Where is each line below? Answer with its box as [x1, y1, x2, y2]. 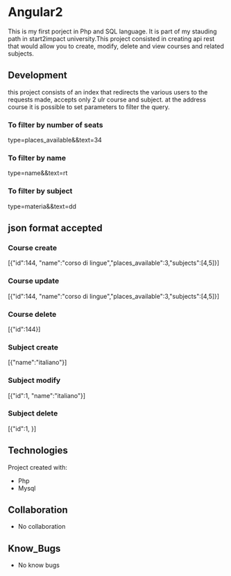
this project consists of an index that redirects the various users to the [8, 88, 208, 96]
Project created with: [8, 463, 68, 471]
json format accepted [8, 222, 103, 234]
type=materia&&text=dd [8, 202, 77, 211]
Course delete [8, 309, 57, 319]
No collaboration [17, 522, 66, 531]
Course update [8, 276, 60, 286]
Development [8, 69, 68, 81]
